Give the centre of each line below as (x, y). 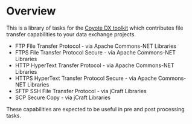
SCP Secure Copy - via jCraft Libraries (62, 97)
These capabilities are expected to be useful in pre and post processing (96, 109)
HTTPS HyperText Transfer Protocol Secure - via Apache (86, 78)
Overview (31, 11)
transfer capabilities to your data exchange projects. (71, 34)
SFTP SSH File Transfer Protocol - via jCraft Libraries (81, 91)
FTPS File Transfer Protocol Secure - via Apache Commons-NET (95, 52)
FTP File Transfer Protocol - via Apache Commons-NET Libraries (96, 46)
